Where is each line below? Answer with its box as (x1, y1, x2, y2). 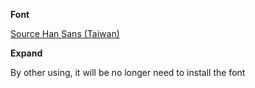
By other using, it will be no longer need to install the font (10, 67, 246, 78)
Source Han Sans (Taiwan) (10, 28, 120, 39)
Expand (10, 47, 43, 59)
